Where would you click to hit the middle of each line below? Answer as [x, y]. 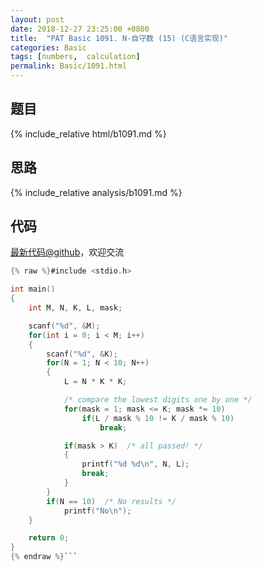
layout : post [37, 19]
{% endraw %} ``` [44, 557]
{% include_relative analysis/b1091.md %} [96, 192]
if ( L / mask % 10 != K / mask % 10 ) [158, 418]
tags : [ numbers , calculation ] [75, 57]
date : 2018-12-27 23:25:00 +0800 [80, 29]
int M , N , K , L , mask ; [75, 308]
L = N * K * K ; [95, 382]
